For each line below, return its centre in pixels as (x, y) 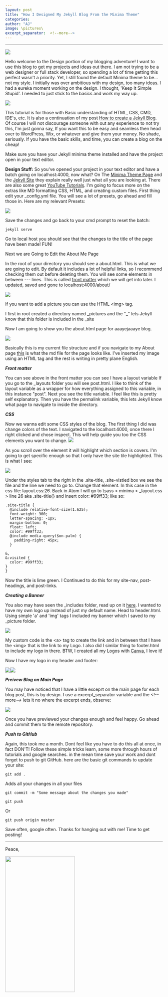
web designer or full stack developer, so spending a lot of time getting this (82, 72)
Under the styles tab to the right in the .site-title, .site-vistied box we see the (84, 480)
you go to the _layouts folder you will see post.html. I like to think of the (78, 383)
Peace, (12, 849)
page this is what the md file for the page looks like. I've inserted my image (82, 353)
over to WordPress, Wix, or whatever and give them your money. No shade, (83, 134)
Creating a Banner (25, 595)
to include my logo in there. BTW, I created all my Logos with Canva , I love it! (84, 651)
